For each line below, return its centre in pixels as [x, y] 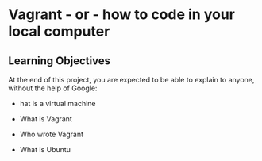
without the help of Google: [53, 88]
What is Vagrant [46, 119]
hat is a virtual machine [58, 103]
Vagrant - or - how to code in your [122, 15]
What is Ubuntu [45, 149]
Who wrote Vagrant [52, 134]
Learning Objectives [60, 61]
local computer [59, 31]
